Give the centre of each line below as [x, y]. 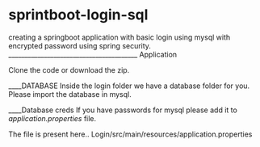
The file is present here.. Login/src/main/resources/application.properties [130, 134]
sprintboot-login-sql [78, 15]
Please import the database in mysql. [70, 94]
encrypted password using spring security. [80, 45]
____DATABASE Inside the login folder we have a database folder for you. [129, 86]
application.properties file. [52, 118]
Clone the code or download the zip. [69, 69]
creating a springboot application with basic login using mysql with [120, 37]
